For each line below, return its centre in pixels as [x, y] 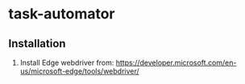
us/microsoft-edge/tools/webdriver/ [79, 71]
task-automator [62, 14]
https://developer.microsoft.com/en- [176, 62]
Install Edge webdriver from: [67, 62]
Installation [37, 44]
